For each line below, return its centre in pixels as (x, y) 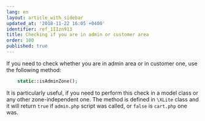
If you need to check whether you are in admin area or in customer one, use (102, 63)
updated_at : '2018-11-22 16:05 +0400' (56, 23)
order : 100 (20, 40)
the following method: (34, 70)
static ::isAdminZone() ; (48, 81)
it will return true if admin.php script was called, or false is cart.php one (97, 106)
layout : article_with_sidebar (45, 18)
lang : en (17, 12)
